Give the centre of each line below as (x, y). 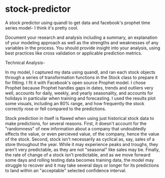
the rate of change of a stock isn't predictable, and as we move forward (78, 155)
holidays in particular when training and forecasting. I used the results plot (81, 98)
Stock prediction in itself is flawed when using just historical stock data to (80, 118)
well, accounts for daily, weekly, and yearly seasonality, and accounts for (79, 93)
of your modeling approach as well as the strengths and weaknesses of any (82, 42)
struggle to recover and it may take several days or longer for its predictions (82, 165)
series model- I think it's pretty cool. (42, 28)
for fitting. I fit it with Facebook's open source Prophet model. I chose (76, 83)
